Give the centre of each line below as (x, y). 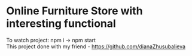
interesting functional (61, 24)
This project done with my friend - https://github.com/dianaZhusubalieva (96, 46)
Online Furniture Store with (74, 11)
